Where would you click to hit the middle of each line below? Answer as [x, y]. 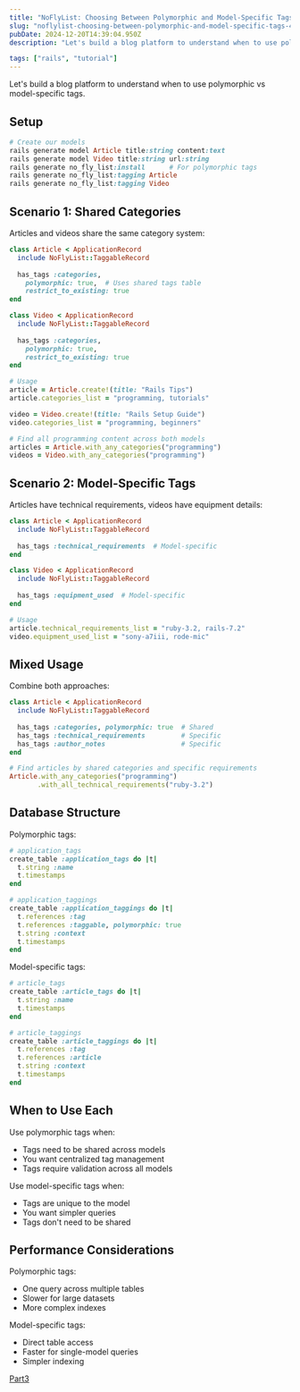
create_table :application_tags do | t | [83, 859]
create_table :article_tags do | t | [75, 992]
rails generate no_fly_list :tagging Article [93, 175]
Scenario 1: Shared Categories [95, 211]
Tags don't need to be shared [76, 1222]
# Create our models [48, 142]
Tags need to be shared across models [94, 1149]
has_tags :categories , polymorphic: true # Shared [116, 727]
